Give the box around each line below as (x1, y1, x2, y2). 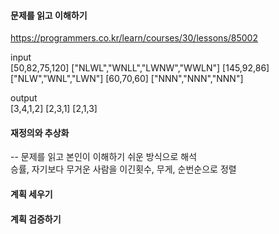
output (10, 92, 38, 104)
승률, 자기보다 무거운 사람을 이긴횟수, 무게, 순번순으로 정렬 (10, 163, 237, 175)
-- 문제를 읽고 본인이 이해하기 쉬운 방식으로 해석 (10, 151, 198, 163)
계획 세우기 (10, 188, 53, 200)
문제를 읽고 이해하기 (10, 9, 88, 21)
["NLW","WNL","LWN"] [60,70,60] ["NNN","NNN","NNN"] (10, 73, 244, 85)
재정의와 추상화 (10, 126, 70, 139)
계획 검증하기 (10, 213, 62, 225)
